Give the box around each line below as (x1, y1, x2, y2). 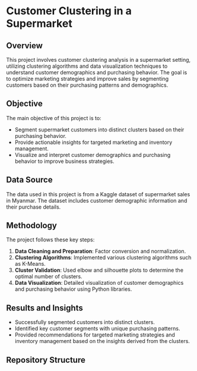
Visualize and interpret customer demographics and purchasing (14, 151, 171, 158)
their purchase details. (6, 203, 61, 210)
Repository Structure (6, 355, 86, 365)
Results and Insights (6, 303, 83, 313)
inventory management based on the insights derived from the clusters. (14, 338, 190, 345)
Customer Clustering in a (6, 4, 132, 18)
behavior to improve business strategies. (14, 158, 115, 165)
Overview (6, 40, 43, 51)
